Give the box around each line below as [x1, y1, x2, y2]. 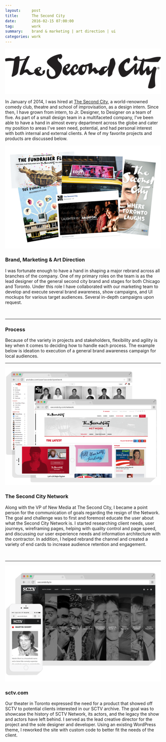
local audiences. [5, 353, 39, 359]
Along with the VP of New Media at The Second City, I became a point [5, 504, 148, 510]
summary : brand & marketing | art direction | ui [5, 29, 116, 34]
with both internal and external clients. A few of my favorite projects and [5, 130, 152, 136]
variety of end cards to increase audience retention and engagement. [5, 541, 147, 547]
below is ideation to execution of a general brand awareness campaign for [5, 348, 157, 354]
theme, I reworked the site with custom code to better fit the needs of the [5, 727, 154, 733]
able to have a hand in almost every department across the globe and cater [5, 120, 158, 126]
